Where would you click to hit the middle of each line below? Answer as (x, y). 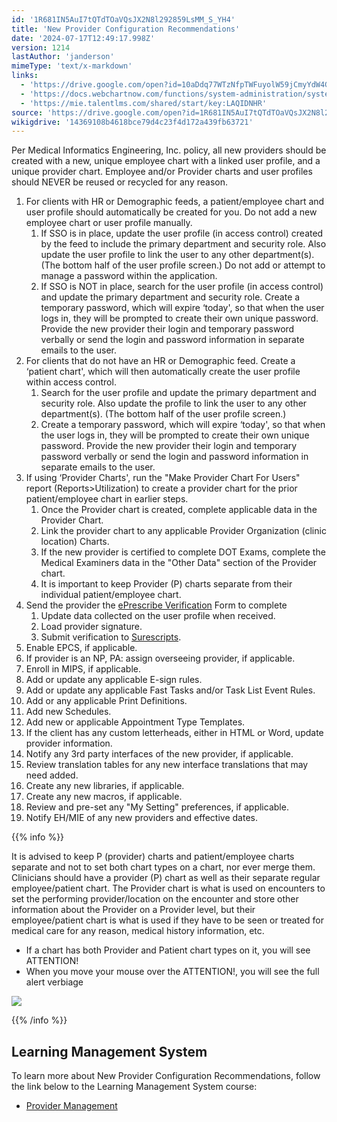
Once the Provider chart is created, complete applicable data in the (179, 510)
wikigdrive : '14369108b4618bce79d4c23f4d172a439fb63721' (132, 122)
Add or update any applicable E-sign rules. (114, 680)
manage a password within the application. (129, 276)
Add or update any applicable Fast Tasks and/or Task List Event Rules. (170, 690)
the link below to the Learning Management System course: (134, 1087)
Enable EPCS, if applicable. (81, 648)
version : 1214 (41, 47)
